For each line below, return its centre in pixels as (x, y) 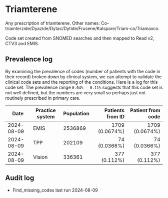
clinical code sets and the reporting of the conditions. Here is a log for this (81, 82)
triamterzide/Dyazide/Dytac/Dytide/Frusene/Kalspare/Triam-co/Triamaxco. (82, 28)
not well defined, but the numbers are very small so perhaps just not (75, 92)
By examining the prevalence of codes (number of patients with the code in (83, 71)
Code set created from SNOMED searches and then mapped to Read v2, (80, 38)
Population (76, 113)
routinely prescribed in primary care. (43, 98)
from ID (116, 116)
